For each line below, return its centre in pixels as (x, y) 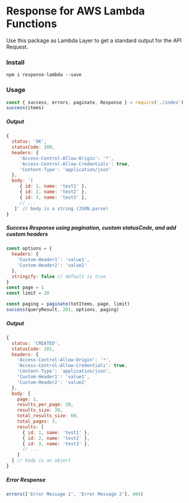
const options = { (29, 248)
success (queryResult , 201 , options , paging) (63, 310)
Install (16, 62)
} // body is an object (41, 460)
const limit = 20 (28, 293)
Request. (17, 47)
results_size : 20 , (40, 410)
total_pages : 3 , (37, 421)
